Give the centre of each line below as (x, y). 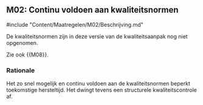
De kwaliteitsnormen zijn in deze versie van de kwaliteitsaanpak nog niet (97, 36)
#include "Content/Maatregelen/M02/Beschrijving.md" (75, 24)
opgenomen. (22, 42)
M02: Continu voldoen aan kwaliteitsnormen (92, 10)
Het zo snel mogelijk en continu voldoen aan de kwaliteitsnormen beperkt (98, 84)
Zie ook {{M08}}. (27, 55)
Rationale (21, 70)
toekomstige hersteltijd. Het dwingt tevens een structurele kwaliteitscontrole (102, 90)
